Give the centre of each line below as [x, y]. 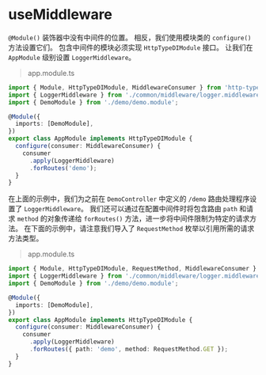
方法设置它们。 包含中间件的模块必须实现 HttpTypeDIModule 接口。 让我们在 [131, 47]
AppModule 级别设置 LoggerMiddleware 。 [72, 57]
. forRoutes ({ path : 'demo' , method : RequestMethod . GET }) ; [128, 350]
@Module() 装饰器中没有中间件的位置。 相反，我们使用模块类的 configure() [130, 37]
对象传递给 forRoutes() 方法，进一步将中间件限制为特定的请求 [148, 218]
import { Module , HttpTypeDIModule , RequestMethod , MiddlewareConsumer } [133, 269]
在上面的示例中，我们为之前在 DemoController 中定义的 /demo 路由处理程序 [129, 199]
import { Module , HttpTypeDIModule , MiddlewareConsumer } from [115, 87]
